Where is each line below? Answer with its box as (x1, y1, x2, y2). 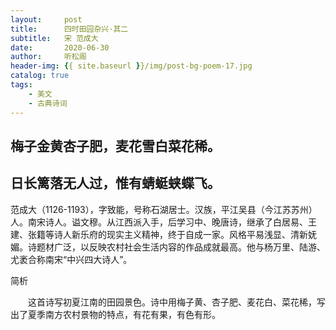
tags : (10, 80, 33, 90)
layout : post (10, 14, 83, 25)
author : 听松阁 (10, 52, 87, 62)
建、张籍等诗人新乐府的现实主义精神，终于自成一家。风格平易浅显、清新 (10, 228, 308, 240)
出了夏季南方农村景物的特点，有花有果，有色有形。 (10, 308, 221, 320)
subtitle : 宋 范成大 (10, 33, 99, 43)
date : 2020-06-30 (10, 42, 110, 53)
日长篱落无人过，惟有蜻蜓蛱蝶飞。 (10, 175, 221, 192)
